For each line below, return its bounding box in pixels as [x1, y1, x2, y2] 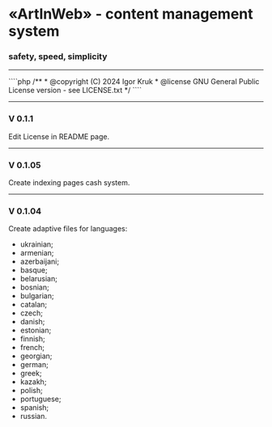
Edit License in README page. [8, 131, 110, 142]
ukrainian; [19, 239, 54, 249]
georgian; [19, 351, 53, 361]
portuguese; [19, 394, 62, 404]
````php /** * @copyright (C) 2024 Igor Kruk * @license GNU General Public [8, 77, 260, 87]
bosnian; [19, 282, 50, 292]
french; [19, 343, 45, 353]
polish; [19, 386, 43, 395]
